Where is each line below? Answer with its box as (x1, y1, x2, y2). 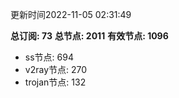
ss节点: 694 (24, 51, 74, 63)
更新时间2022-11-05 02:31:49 (10, 9, 132, 20)
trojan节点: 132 (24, 76, 87, 88)
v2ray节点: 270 (24, 64, 88, 75)
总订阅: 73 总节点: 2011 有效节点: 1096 (10, 30, 169, 42)
